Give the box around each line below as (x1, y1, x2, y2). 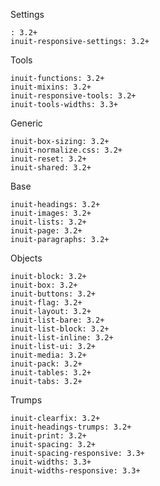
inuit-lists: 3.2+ (10, 217, 87, 227)
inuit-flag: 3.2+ (10, 298, 83, 308)
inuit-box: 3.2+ (10, 280, 78, 290)
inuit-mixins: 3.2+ (10, 82, 92, 92)
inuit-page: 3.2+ (10, 226, 83, 236)
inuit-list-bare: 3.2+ (10, 315, 105, 325)
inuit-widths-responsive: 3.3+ (10, 466, 141, 476)
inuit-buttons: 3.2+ (10, 289, 97, 299)
